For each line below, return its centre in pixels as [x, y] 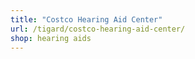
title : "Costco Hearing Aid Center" [86, 19]
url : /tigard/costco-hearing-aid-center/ [98, 29]
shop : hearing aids [51, 38]
